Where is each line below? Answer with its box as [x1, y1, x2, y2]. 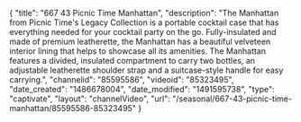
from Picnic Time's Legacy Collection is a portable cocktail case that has [9, 17, 279, 28]
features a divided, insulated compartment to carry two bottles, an [9, 56, 255, 65]
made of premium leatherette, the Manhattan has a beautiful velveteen [9, 36, 271, 47]
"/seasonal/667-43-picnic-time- [172, 93, 293, 104]
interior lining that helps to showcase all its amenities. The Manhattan [9, 46, 267, 57]
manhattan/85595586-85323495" [9, 103, 137, 113]
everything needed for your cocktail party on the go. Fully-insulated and [9, 27, 277, 37]
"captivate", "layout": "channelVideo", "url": [9, 93, 171, 104]
